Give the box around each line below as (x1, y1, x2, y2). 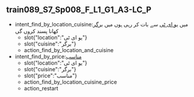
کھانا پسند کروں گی (14, 27, 59, 35)
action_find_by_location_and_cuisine (23, 46, 114, 53)
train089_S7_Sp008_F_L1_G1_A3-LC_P (6, 5, 152, 15)
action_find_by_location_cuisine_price (23, 78, 117, 86)
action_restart (23, 84, 59, 92)
